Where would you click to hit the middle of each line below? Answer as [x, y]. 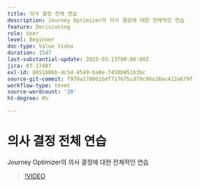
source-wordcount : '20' [42, 92]
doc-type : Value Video [40, 46]
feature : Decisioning [39, 27]
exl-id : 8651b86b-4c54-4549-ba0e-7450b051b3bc [76, 72]
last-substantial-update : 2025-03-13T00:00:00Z [78, 60]
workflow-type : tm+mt [39, 85]
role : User [23, 33]
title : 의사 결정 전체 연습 [42, 14]
